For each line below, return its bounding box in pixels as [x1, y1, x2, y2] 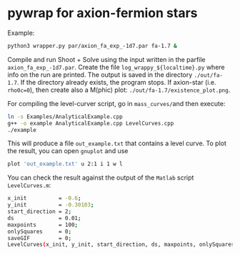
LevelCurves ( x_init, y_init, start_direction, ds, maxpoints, [7, 241, 196, 249]
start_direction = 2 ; [7, 208, 72, 215]
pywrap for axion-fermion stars [7, 5, 198, 21]
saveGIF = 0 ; [7, 234, 72, 241]
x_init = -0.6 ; [7, 194, 81, 202]
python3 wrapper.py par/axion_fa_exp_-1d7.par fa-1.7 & [7, 42, 177, 49]
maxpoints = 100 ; [7, 221, 79, 229]
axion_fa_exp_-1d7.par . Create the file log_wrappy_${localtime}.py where [7, 63, 225, 71]
